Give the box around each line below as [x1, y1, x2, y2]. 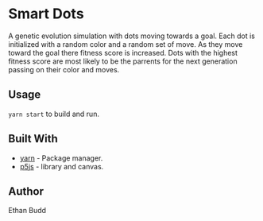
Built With [8, 132, 58, 145]
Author [8, 184, 44, 198]
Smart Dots [8, 5, 85, 23]
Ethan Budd [8, 206, 46, 215]
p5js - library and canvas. [19, 161, 104, 171]
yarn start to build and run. [8, 109, 99, 118]
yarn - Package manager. [19, 153, 103, 163]
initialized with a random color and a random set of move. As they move [8, 39, 243, 48]
